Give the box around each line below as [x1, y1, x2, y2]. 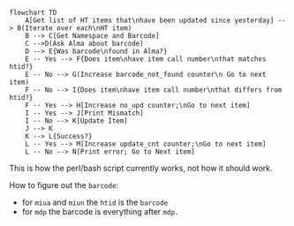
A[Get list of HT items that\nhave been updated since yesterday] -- [25, 16, 287, 25]
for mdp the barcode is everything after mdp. [21, 207, 179, 216]
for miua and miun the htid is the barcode [21, 197, 169, 207]
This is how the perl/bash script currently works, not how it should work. [9, 163, 273, 173]
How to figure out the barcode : [9, 180, 119, 190]
